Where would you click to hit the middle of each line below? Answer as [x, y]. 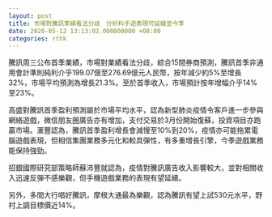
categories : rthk [38, 38]
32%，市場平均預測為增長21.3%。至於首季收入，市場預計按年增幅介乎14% [133, 83]
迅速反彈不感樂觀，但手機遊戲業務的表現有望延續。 [100, 178]
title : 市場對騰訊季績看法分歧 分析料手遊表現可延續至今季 [96, 23]
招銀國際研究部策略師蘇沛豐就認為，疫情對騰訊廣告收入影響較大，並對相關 [132, 168]
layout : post [30, 16]
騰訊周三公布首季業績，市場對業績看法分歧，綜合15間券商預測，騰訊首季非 [132, 62]
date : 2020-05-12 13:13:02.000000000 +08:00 [85, 31]
